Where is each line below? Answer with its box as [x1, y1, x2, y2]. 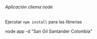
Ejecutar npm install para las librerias [5, 19, 82, 25]
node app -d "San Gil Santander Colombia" [5, 28, 93, 34]
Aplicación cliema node [5, 4, 53, 10]
